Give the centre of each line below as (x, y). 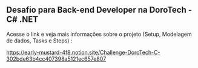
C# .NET (22, 20)
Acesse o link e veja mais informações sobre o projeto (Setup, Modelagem (99, 34)
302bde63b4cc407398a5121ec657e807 (56, 59)
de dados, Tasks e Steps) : (39, 40)
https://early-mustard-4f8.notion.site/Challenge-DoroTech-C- (83, 52)
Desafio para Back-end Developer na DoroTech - (99, 10)
